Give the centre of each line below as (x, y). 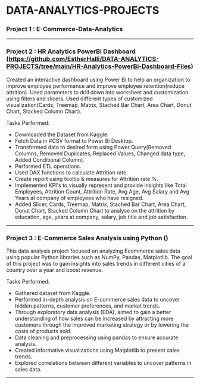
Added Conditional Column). (49, 159)
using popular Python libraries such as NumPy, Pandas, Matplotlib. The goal (99, 257)
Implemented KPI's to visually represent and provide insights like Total (101, 185)
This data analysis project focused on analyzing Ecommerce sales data (93, 251)
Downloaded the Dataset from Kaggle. (62, 134)
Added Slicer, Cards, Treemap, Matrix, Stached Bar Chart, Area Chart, (100, 204)
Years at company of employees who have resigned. (79, 198)
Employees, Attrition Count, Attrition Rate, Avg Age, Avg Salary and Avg (102, 191)
